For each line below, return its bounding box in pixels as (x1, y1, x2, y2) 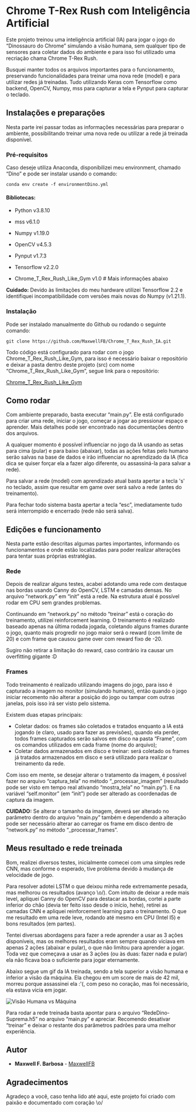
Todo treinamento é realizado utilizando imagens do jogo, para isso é (6, 681, 173, 688)
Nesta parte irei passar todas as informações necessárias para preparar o (6, 123, 184, 130)
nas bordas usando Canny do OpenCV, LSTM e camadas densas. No (6, 586, 172, 594)
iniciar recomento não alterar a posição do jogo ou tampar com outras (6, 693, 175, 700)
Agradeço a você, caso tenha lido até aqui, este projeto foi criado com (6, 1093, 176, 1100)
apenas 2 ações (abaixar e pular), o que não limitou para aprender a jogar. (6, 944, 185, 951)
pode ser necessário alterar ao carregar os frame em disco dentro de (6, 820, 173, 827)
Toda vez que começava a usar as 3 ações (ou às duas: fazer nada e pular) (6, 950, 187, 957)
